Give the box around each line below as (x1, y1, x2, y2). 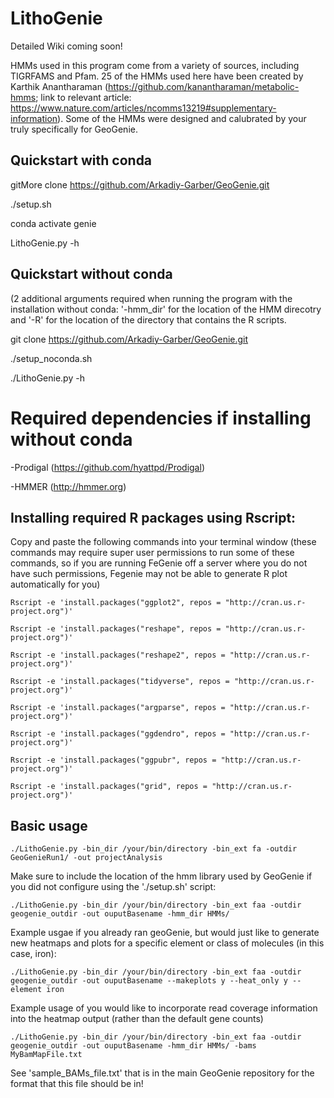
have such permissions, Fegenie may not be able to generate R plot (10, 568, 288, 580)
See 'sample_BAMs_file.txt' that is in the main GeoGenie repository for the (10, 1067, 315, 1079)
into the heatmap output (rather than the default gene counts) (10, 1013, 264, 1025)
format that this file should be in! (10, 1078, 144, 1090)
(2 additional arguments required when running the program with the (10, 292, 293, 304)
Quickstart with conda (10, 152, 153, 169)
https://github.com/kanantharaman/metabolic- (107, 80, 300, 92)
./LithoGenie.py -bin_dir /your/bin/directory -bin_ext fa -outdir (10, 844, 298, 854)
